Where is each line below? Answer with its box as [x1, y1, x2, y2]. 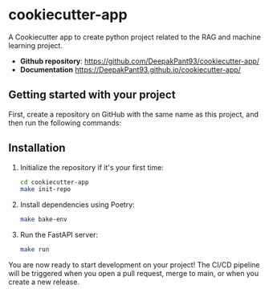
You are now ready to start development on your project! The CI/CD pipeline [8, 260, 260, 270]
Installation [8, 141, 66, 155]
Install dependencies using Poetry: [19, 200, 135, 210]
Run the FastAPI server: [19, 230, 99, 240]
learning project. [8, 40, 63, 50]
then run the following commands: [8, 118, 122, 128]
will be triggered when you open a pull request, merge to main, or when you [8, 269, 259, 279]
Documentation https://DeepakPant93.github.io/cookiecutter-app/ [19, 64, 241, 74]
